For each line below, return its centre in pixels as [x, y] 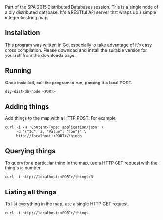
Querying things [31, 151]
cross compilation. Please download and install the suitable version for [76, 50]
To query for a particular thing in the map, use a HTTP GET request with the [81, 163]
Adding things [27, 107]
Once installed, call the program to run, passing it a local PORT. [69, 82]
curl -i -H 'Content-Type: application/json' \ [55, 127]
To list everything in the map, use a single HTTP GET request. [67, 204]
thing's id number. [23, 168]
